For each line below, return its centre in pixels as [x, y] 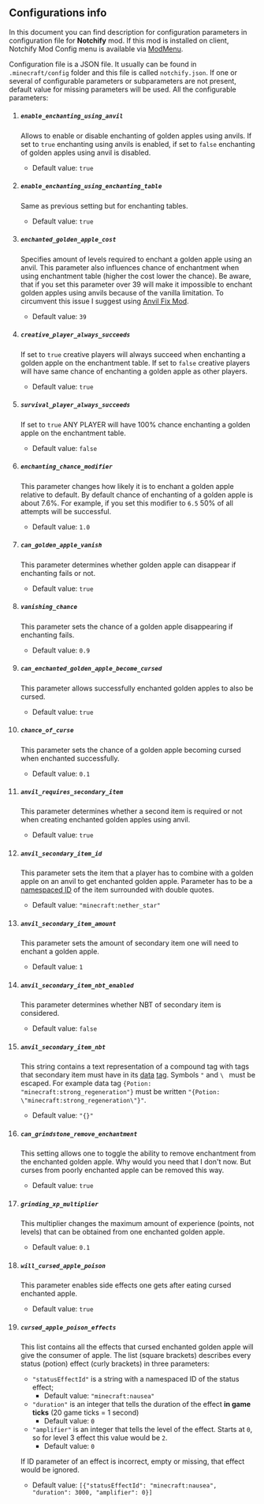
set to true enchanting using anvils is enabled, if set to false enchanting [138, 144]
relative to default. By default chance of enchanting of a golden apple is [137, 494]
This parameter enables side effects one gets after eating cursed [126, 1285]
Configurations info [58, 13]
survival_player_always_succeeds [75, 405]
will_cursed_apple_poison [63, 1266]
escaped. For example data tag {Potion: [86, 1083]
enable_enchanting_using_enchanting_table [91, 186]
